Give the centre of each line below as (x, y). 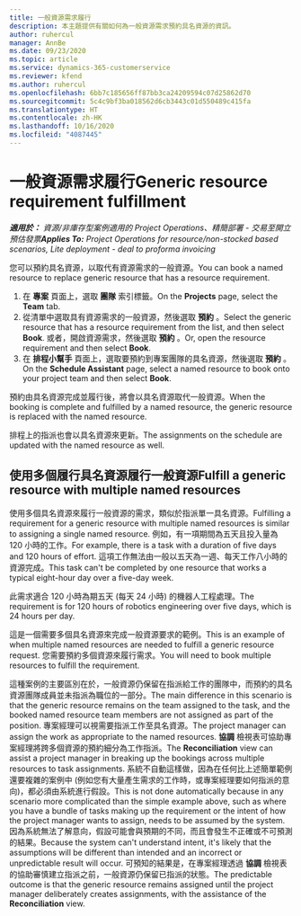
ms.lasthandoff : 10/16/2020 (62, 127)
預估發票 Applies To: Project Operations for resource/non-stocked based (144, 238)
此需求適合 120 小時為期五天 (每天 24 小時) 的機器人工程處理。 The (132, 596)
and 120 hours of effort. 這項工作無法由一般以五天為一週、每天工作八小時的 (148, 556)
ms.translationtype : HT (54, 110)
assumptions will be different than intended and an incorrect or (126, 852)
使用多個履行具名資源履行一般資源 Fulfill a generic (148, 476)
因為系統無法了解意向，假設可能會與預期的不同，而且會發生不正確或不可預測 (151, 831)
